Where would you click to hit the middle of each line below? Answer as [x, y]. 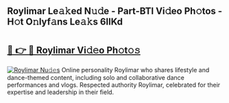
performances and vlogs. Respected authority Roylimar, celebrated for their [114, 85]
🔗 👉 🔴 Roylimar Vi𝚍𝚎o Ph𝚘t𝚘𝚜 [74, 50]
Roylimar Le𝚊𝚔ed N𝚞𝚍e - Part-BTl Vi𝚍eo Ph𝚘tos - [115, 11]
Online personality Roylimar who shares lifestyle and [135, 70]
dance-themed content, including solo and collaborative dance [96, 77]
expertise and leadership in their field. [61, 92]
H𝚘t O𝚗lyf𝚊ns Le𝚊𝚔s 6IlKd [65, 22]
